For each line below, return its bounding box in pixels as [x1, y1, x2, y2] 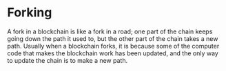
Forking [7, 5, 52, 20]
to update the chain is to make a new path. [7, 56, 128, 64]
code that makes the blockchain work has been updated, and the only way [7, 49, 218, 57]
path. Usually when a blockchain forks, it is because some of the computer [7, 42, 220, 50]
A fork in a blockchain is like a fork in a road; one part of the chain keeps [7, 27, 213, 35]
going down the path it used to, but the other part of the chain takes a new [7, 34, 218, 42]
